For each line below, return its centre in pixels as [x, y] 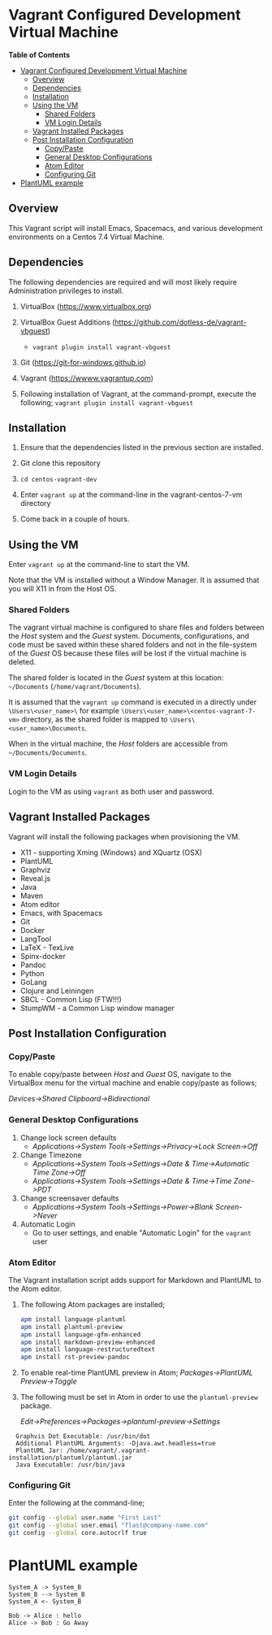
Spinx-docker [43, 956]
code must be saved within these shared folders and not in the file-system [133, 645]
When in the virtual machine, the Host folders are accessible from [118, 744]
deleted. [22, 662]
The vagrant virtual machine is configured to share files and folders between [136, 627]
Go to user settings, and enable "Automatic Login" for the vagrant [142, 1232]
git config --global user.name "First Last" [85, 1518]
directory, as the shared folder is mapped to [95, 719]
